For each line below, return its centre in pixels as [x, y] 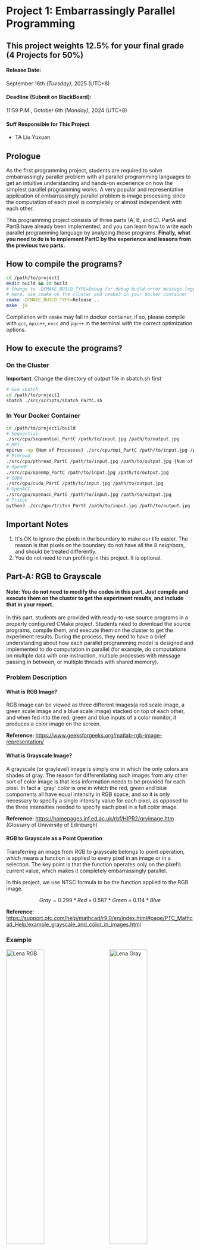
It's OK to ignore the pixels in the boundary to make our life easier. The [101, 539]
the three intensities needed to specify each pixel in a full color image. [92, 807]
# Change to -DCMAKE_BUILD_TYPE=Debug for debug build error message [94, 289]
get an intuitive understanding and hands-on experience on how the [90, 183]
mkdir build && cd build [37, 283]
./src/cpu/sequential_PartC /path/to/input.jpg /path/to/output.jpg [93, 439]
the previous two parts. [36, 245]
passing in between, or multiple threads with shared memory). [82, 662]
